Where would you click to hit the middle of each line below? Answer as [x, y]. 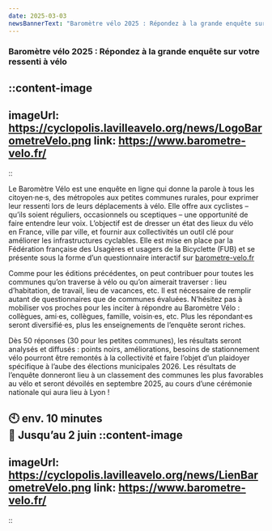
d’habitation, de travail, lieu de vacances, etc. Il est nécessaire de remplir [130, 290]
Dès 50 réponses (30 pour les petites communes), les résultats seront [125, 340]
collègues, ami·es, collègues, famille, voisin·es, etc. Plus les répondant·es [131, 316]
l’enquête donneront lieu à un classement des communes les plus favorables [136, 375]
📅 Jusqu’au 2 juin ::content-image [96, 435]
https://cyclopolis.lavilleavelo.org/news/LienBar [134, 476]
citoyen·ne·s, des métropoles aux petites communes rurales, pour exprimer [134, 197]
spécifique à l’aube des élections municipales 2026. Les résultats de [122, 366]
